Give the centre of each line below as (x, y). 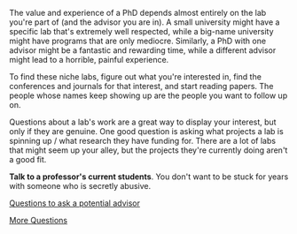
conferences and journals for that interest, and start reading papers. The (141, 86)
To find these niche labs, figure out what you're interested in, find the (135, 77)
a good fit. (28, 159)
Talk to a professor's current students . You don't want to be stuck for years (149, 177)
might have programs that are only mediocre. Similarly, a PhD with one (138, 41)
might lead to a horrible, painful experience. (89, 60)
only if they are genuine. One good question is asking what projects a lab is (146, 131)
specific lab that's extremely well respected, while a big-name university (141, 31)
